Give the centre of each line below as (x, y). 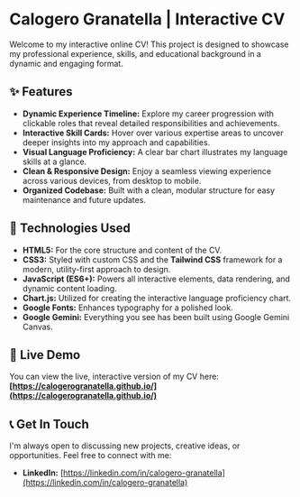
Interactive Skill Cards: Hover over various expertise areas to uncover (153, 133)
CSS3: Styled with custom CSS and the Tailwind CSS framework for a (152, 259)
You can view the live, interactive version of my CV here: (114, 377)
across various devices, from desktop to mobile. (112, 180)
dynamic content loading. (69, 288)
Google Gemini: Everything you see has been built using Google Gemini (156, 317)
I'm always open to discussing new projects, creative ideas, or (125, 446)
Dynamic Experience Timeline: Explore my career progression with (148, 114)
